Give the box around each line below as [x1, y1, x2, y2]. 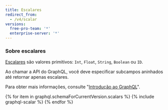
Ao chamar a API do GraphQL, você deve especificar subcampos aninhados [5, 69, 163, 75]
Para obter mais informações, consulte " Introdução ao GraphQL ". [5, 84, 140, 90]
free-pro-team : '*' [10, 26, 51, 31]
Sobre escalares [5, 47, 46, 54]
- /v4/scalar [10, 17, 37, 22]
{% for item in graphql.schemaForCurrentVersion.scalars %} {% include [5, 94, 155, 100]
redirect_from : [5, 12, 37, 17]
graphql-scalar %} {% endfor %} [5, 99, 74, 105]
